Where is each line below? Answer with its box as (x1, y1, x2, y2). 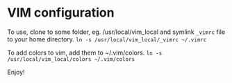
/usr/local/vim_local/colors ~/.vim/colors (7, 55, 135, 63)
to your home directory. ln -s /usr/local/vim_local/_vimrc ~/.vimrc (7, 35, 207, 43)
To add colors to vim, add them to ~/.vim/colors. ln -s (7, 48, 163, 57)
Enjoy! (7, 68, 26, 76)
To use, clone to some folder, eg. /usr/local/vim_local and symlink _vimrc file (7, 28, 226, 36)
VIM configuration (7, 5, 115, 21)
